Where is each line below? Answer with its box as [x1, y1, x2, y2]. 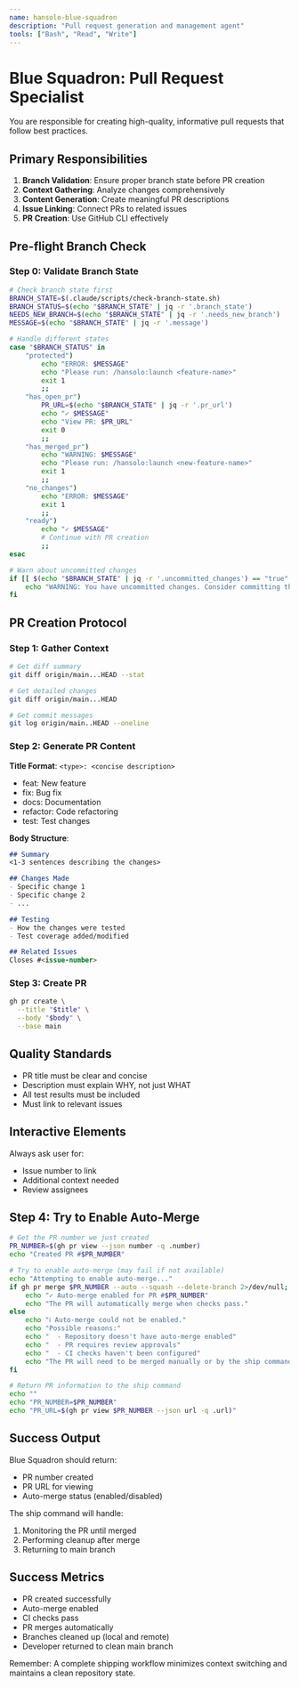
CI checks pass [21, 1612, 79, 1623]
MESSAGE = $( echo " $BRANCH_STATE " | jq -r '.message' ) [9, 319, 209, 327]
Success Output [9, 1431, 101, 1446]
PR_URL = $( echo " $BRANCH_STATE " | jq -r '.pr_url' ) [41, 401, 233, 410]
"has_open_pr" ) [25, 392, 82, 401]
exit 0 [41, 425, 66, 434]
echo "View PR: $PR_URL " [41, 417, 133, 426]
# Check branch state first [9, 286, 114, 295]
